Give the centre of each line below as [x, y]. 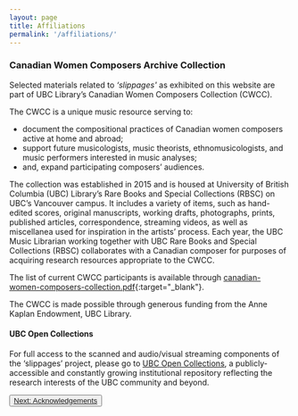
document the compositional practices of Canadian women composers [153, 129]
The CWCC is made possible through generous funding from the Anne [138, 304]
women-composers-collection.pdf [72, 287]
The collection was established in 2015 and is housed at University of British [149, 184]
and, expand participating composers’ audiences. [113, 167]
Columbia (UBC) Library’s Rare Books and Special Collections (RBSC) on [142, 194]
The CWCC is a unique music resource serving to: [101, 112]
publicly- [251, 363]
